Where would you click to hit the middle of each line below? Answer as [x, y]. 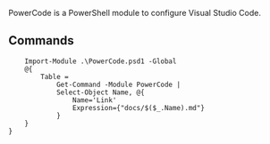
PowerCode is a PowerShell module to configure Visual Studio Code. [135, 13]
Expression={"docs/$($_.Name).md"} [138, 108]
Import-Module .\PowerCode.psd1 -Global [101, 61]
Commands [42, 40]
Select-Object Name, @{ [100, 92]
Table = [55, 76]
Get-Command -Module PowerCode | [118, 84]
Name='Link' [94, 100]
